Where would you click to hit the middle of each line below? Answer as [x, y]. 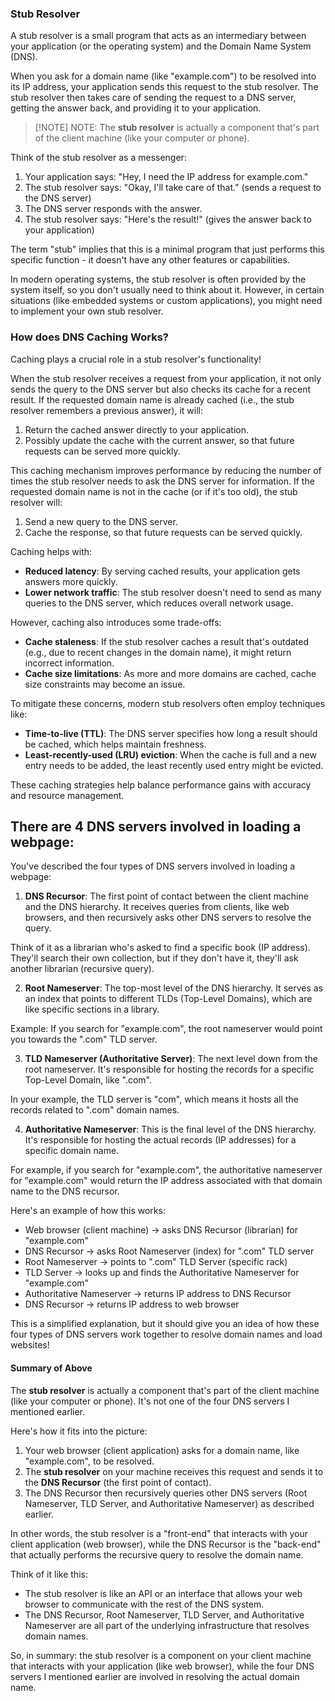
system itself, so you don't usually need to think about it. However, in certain [167, 290]
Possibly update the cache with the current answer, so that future [159, 440]
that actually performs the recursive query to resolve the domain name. [157, 1554]
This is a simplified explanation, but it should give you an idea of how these [165, 1324]
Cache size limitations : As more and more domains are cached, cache [170, 673]
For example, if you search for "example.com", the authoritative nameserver [166, 1170]
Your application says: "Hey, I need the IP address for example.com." [166, 177]
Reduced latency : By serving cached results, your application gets [162, 571]
